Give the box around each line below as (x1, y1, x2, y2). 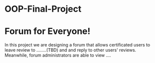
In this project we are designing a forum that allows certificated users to (4, 42, 151, 48)
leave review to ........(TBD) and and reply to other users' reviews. (4, 47, 136, 53)
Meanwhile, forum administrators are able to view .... (4, 52, 111, 58)
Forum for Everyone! (4, 26, 91, 37)
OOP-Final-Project (4, 3, 82, 15)
